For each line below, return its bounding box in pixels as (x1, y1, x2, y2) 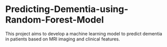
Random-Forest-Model (5, 14, 104, 25)
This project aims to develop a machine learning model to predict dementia (5, 30, 162, 36)
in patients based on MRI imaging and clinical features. (5, 36, 121, 42)
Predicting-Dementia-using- (5, 3, 128, 15)
